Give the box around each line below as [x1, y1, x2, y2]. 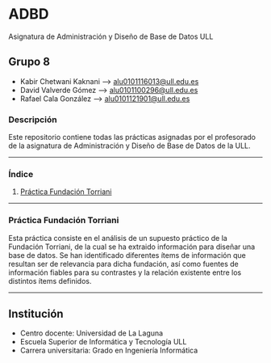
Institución [8, 307, 64, 321]
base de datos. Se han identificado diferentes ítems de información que [8, 250, 246, 260]
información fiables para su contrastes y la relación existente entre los [8, 268, 242, 277]
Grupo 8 [8, 55, 51, 69]
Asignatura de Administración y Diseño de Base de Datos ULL [8, 32, 214, 41]
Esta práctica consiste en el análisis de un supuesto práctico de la [8, 233, 227, 243]
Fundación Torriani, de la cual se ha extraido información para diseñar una [8, 242, 256, 251]
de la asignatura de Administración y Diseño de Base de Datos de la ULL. [8, 141, 252, 150]
